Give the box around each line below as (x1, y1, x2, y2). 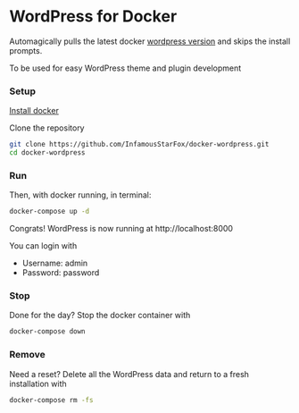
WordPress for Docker (9, 6, 178, 27)
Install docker (9, 105, 60, 116)
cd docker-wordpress (9, 148, 87, 157)
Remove (9, 349, 46, 361)
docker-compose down (9, 327, 87, 336)
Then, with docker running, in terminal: (9, 190, 152, 200)
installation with (9, 378, 67, 389)
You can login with (9, 240, 78, 251)
